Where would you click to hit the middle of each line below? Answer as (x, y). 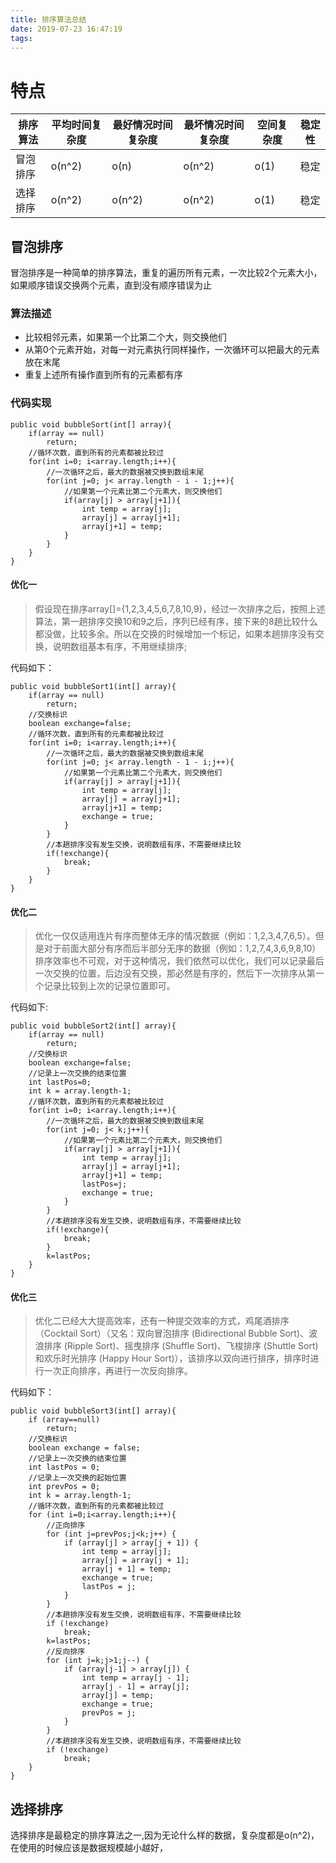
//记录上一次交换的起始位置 (77, 1478)
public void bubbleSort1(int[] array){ (93, 686)
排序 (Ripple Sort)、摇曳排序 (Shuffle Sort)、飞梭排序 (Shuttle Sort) (181, 1346)
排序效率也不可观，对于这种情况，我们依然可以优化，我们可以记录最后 (179, 961)
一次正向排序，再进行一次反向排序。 (118, 1371)
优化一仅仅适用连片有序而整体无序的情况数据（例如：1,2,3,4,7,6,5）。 (175, 936)
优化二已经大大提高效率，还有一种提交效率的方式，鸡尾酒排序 (162, 1321)
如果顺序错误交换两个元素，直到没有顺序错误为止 (111, 285)
